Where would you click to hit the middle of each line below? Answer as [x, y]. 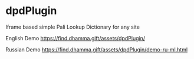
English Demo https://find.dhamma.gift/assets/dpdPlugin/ [75, 38]
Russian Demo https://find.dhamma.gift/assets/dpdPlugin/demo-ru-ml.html [97, 49]
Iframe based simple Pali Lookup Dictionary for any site [73, 27]
